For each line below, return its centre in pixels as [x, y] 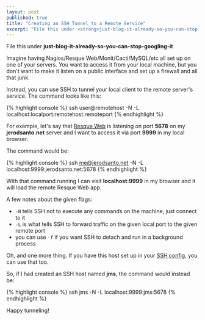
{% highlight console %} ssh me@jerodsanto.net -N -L [75, 163]
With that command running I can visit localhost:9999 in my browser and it [101, 181]
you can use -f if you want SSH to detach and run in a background [99, 237]
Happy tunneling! [28, 311]
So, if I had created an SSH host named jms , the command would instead [98, 274]
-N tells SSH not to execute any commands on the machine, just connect [106, 211]
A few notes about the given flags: [49, 200]
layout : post [23, 12]
